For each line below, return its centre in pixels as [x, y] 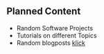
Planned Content [44, 11]
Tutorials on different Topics [57, 35]
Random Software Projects [55, 28]
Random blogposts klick [51, 43]
